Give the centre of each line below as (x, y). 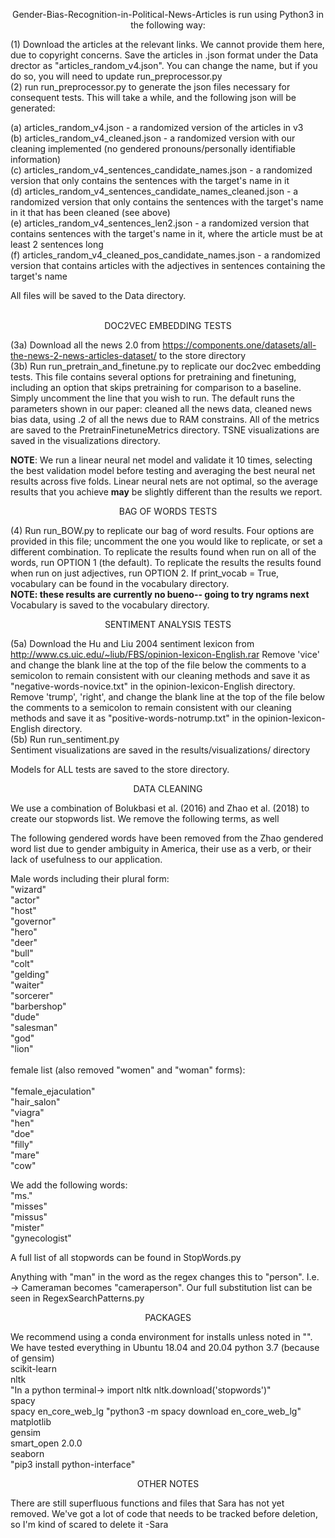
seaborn (27, 1453)
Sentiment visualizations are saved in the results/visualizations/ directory (160, 750)
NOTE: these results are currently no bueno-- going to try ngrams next (160, 594)
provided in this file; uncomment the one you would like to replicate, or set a (166, 541)
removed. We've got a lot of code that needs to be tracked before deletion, (164, 1513)
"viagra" (27, 1112)
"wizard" (28, 889)
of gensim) (32, 1358)
